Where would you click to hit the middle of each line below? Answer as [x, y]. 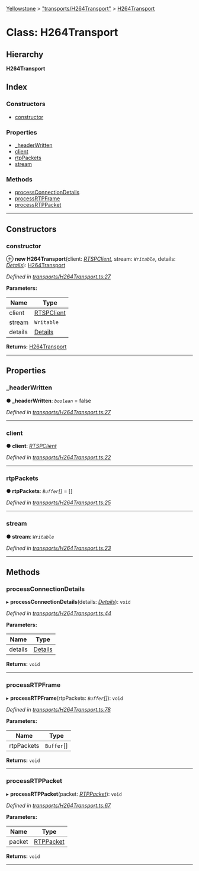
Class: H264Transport [62, 33]
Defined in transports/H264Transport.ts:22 [59, 457]
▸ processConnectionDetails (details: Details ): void [68, 602]
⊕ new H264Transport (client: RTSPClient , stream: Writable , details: [91, 259]
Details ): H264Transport [36, 265]
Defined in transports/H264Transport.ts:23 [59, 548]
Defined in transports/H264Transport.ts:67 [59, 805]
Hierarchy [25, 54]
